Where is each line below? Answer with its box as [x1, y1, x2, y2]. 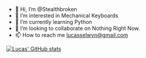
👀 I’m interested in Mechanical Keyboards [14, 12, 119, 19]
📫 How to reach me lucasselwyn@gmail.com [14, 32, 129, 38]
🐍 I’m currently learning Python [14, 19, 92, 25]
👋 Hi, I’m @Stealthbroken [14, 6, 77, 13]
